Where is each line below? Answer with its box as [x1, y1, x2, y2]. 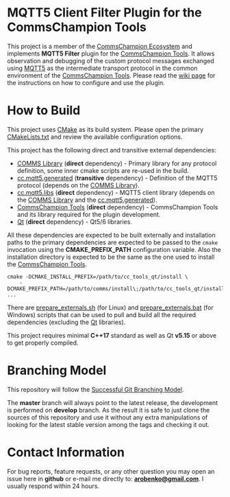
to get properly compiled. [7, 338, 79, 347]
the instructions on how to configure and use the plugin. [7, 78, 166, 86]
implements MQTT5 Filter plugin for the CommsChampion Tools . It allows [7, 49, 215, 58]
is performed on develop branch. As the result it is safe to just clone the [7, 406, 210, 414]
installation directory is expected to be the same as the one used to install [7, 253, 215, 261]
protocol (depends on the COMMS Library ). [16, 181, 140, 189]
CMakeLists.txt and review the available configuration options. [7, 132, 183, 141]
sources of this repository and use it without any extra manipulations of [7, 413, 208, 421]
